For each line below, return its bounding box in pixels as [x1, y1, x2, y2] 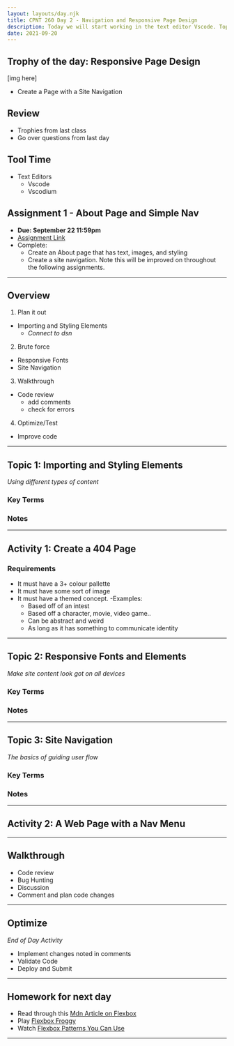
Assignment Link [17, 233, 65, 241]
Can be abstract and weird [27, 616, 104, 625]
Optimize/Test [17, 419, 58, 427]
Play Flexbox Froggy [17, 1017, 77, 1025]
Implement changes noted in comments [17, 949, 132, 957]
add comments [27, 398, 71, 407]
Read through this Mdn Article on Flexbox [17, 1009, 137, 1018]
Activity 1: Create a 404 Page [7, 543, 136, 554]
